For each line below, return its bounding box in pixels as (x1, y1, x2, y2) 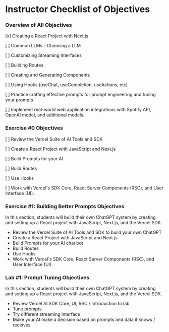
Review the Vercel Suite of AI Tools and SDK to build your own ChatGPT (12, 229, 162, 235)
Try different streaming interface (12, 311, 81, 317)
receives (12, 322, 31, 328)
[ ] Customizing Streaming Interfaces (5, 52, 82, 58)
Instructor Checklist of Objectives (5, 4, 150, 15)
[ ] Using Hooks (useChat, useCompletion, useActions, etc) (5, 82, 128, 88)
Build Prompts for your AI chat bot (12, 240, 83, 246)
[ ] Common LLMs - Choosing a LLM (5, 43, 81, 49)
